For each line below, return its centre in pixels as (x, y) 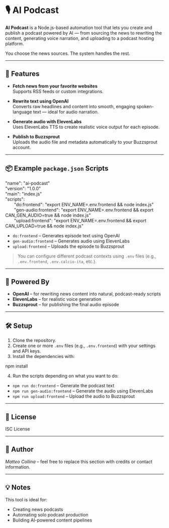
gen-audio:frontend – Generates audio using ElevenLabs (71, 241)
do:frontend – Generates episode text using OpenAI (66, 235)
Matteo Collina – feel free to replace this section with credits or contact (79, 462)
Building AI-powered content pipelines (52, 520)
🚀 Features (22, 74)
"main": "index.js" (24, 194)
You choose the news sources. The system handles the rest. (68, 53)
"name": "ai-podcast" (28, 183)
